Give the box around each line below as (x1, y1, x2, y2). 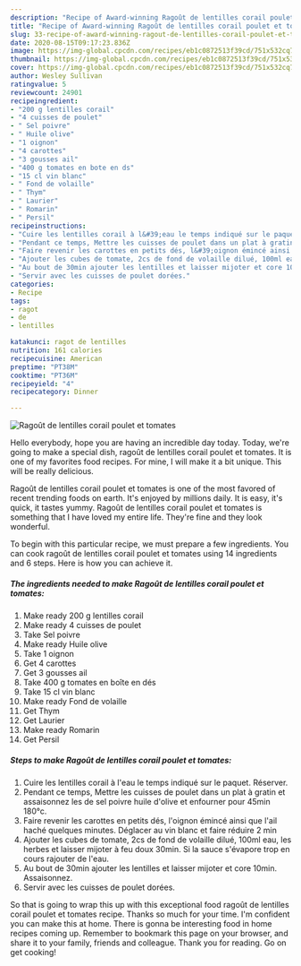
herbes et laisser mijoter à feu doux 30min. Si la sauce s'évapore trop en (22, 844, 290, 855)
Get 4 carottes (22, 658, 77, 668)
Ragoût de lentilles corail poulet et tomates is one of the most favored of (10, 483, 276, 494)
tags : (10, 297, 30, 306)
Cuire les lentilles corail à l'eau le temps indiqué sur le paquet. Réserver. (22, 777, 288, 789)
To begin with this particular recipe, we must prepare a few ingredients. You (10, 539, 289, 549)
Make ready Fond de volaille (22, 696, 128, 707)
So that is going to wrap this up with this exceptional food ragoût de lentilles (10, 900, 289, 910)
